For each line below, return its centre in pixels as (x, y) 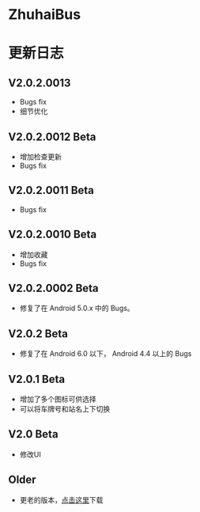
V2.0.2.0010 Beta (53, 235)
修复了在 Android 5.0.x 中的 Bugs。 (77, 308)
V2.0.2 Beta (38, 334)
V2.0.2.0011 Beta (51, 190)
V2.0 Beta (33, 434)
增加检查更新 (40, 157)
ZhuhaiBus (45, 15)
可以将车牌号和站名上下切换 (65, 409)
